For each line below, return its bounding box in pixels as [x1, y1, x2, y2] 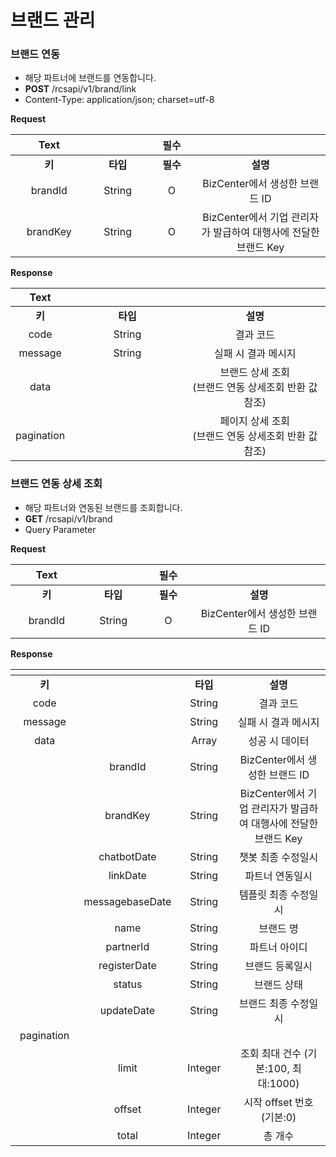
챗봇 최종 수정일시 [238, 850, 319, 864]
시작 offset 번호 [243, 1095, 314, 1109]
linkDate [108, 868, 147, 882]
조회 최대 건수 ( [239, 1046, 308, 1060]
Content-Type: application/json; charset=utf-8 [24, 94, 215, 106]
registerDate [98, 958, 157, 972]
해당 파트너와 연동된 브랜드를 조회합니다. [24, 501, 183, 513]
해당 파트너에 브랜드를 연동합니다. [24, 72, 157, 84]
